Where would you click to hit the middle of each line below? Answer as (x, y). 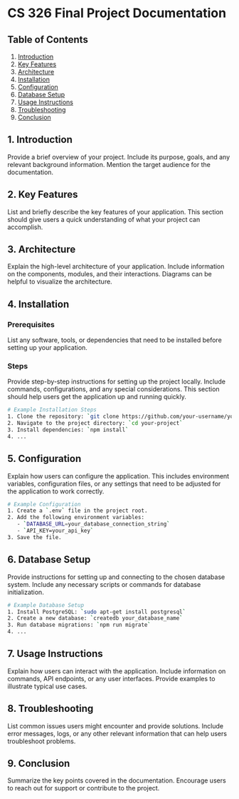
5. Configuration (44, 459)
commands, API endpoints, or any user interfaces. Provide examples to (111, 678)
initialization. (26, 592)
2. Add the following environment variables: (76, 518)
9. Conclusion (39, 764)
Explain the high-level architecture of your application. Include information (116, 266)
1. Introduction (40, 140)
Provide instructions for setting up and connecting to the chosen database (116, 577)
